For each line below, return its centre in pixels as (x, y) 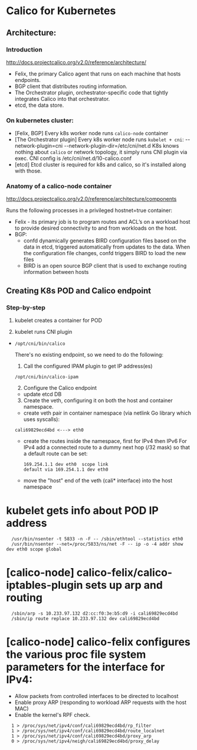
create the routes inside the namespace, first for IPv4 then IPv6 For (105, 441)
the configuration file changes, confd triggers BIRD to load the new (105, 253)
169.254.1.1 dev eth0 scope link (66, 465)
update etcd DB (42, 394)
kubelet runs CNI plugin (43, 332)
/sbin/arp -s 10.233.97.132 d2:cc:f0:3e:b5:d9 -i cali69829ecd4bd (95, 614)
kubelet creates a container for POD (58, 321)
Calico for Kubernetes (61, 11)
